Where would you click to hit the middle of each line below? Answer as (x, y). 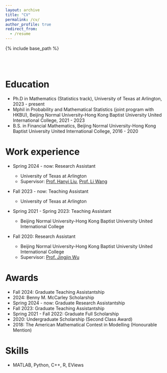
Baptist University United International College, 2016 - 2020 (76, 131)
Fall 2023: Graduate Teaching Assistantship (58, 308)
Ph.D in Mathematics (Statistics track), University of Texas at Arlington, (87, 98)
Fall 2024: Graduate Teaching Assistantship (58, 292)
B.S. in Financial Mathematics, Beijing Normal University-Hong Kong (84, 125)
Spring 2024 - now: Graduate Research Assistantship (69, 303)
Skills (17, 350)
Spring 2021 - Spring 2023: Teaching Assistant (62, 211)
